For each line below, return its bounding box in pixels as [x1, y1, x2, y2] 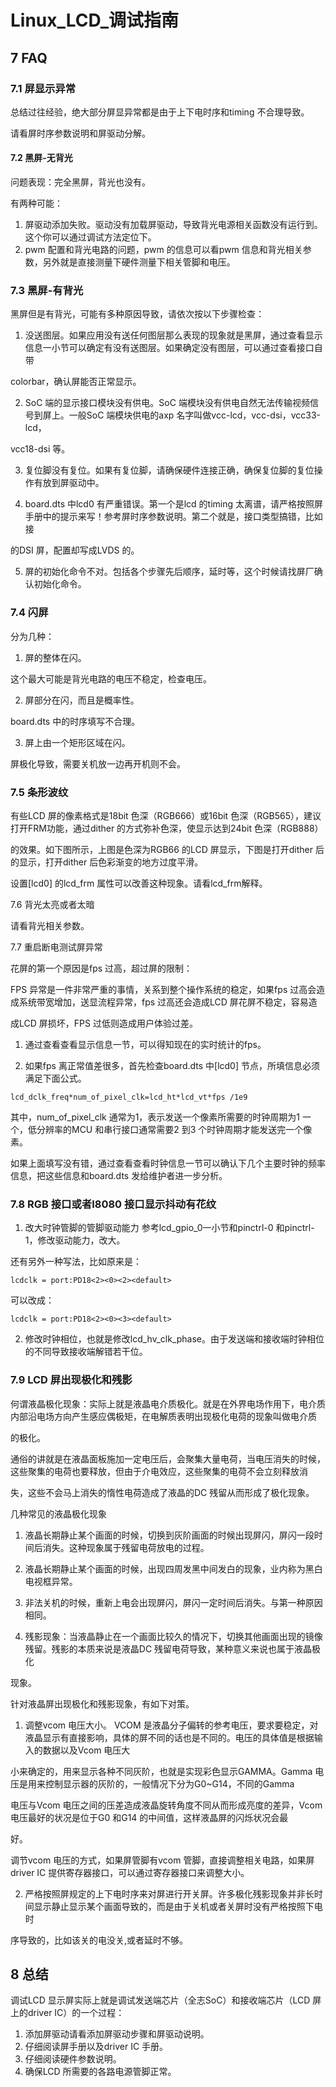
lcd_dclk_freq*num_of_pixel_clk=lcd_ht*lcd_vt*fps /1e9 [10, 1092, 248, 1102]
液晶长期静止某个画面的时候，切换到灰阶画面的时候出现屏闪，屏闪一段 [24, 1529, 315, 1541]
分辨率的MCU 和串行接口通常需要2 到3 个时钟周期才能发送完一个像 [36, 1123, 313, 1135]
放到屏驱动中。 [42, 477, 105, 489]
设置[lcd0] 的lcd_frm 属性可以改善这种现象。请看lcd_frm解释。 [10, 877, 268, 889]
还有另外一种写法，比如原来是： [10, 1256, 142, 1268]
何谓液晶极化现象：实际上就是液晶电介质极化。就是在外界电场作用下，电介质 [10, 1397, 326, 1410]
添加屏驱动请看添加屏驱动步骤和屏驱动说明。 [24, 2028, 210, 2040]
